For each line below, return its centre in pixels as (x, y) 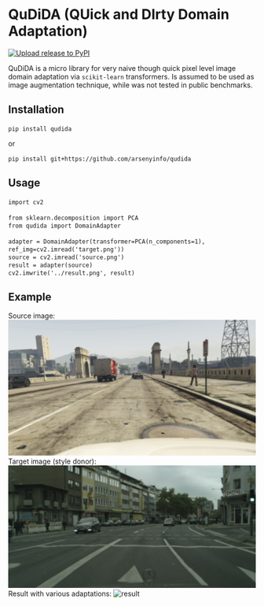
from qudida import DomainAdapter (65, 226)
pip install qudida (40, 129)
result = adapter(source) (50, 265)
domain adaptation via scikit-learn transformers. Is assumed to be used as (131, 76)
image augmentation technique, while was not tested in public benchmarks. (130, 85)
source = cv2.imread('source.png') (66, 257)
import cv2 (26, 202)
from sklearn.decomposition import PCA (73, 218)
